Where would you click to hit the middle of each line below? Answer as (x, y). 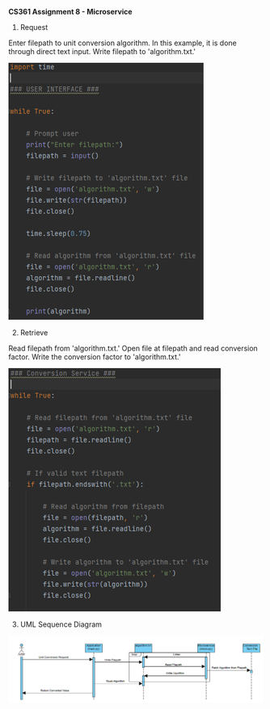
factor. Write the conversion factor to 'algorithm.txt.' (95, 357)
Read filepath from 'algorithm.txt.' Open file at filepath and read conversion (133, 348)
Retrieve (34, 333)
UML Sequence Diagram (61, 624)
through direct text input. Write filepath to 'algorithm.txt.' (102, 51)
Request (34, 27)
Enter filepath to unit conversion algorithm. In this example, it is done (122, 43)
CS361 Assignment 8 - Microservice (70, 12)
